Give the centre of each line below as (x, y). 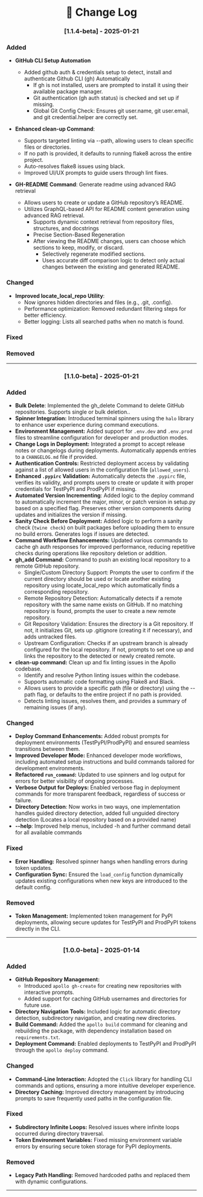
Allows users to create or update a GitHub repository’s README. (104, 203)
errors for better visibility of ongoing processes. (75, 781)
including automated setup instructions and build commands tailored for (105, 762)
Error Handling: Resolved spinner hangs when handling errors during (101, 861)
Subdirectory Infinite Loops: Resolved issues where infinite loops (97, 1127)
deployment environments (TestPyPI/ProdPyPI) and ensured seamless (102, 742)
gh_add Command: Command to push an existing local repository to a (102, 560)
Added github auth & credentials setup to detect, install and (98, 73)
